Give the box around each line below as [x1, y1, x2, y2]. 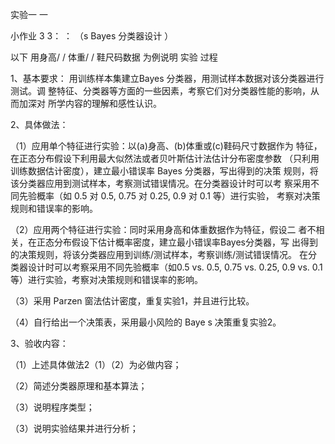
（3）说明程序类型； [10, 401, 95, 413]
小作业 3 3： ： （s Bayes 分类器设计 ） [10, 30, 174, 42]
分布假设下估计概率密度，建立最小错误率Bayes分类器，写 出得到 [53, 236, 318, 248]
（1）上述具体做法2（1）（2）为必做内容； [10, 359, 182, 370]
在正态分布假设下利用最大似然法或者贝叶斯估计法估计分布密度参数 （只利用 [10, 153, 320, 164]
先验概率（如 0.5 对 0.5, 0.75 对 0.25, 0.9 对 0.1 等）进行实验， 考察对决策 [18, 190, 321, 202]
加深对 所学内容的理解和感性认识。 [18, 98, 162, 109]
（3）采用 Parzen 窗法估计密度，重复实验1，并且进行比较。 [10, 295, 255, 307]
